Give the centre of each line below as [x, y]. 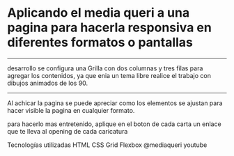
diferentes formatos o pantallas [100, 42]
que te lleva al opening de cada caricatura [68, 131]
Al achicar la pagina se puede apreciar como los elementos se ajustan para [115, 103]
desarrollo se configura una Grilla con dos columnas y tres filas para [105, 68]
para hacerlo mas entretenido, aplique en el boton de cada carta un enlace [114, 124]
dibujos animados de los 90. [48, 83]
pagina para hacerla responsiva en [110, 28]
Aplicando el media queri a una [99, 13]
